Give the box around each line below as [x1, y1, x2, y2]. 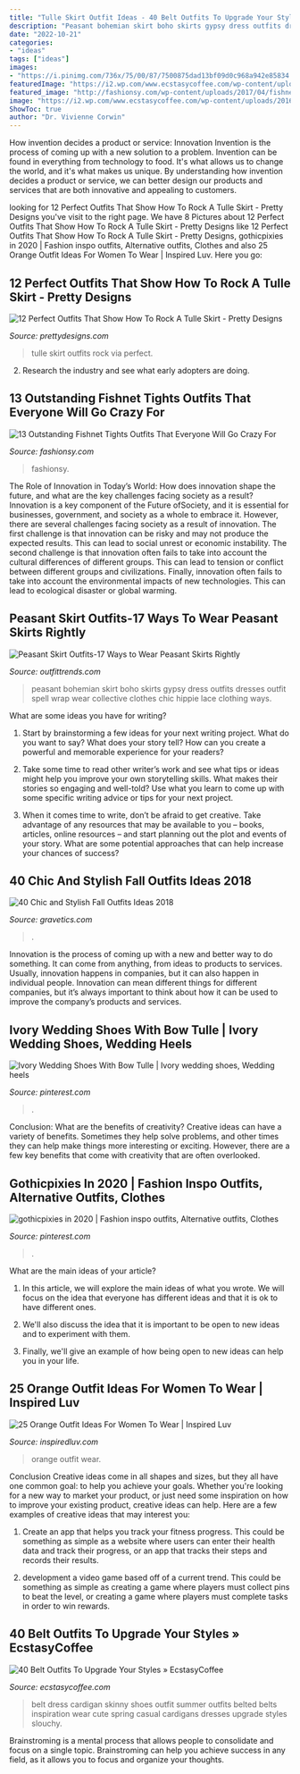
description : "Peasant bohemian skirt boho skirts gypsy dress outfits [9, 21, 281, 30]
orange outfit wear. [30, 1453, 102, 1464]
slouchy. [30, 1718, 62, 1728]
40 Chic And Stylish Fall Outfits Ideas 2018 [9, 873, 252, 888]
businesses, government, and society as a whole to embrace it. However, [9, 509, 279, 519]
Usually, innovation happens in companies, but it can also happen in [9, 968, 260, 979]
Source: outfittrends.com [9, 666, 101, 677]
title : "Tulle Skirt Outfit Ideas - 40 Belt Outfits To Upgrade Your [9, 13, 274, 22]
